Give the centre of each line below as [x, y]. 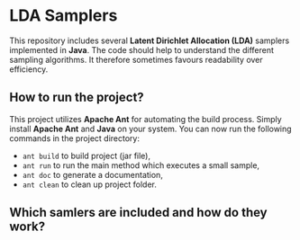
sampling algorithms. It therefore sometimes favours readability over [136, 59]
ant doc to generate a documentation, [93, 174]
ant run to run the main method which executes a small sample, [141, 165]
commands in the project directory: [74, 138]
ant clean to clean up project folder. [90, 184]
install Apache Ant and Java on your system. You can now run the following [150, 129]
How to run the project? [77, 98]
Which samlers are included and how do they [138, 213]
